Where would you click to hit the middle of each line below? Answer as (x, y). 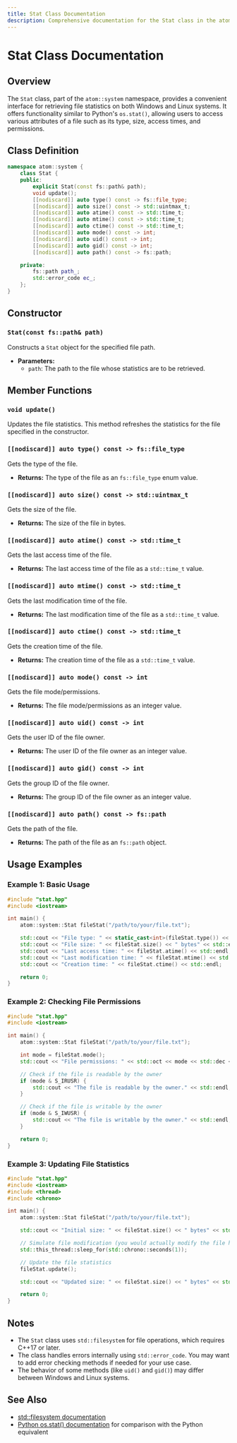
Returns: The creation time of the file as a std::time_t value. (106, 660)
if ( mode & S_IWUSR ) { (53, 1114)
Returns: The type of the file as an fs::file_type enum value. (108, 477)
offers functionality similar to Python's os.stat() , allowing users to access (115, 113)
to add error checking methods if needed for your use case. (104, 1362)
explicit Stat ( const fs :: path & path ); (90, 187)
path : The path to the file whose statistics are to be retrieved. (117, 368)
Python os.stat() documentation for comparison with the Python (110, 1424)
